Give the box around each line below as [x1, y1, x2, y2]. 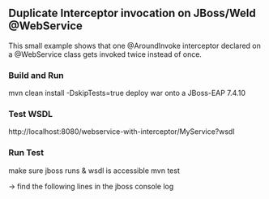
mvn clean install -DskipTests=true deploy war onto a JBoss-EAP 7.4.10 [8, 89, 246, 98]
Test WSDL [8, 109, 53, 120]
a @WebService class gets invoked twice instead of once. [8, 49, 203, 59]
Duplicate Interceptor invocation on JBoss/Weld [8, 6, 257, 20]
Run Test [8, 147, 45, 158]
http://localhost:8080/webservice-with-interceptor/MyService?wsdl [8, 127, 235, 136]
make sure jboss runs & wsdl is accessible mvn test [8, 166, 181, 175]
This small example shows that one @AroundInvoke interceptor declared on [8, 41, 262, 50]
